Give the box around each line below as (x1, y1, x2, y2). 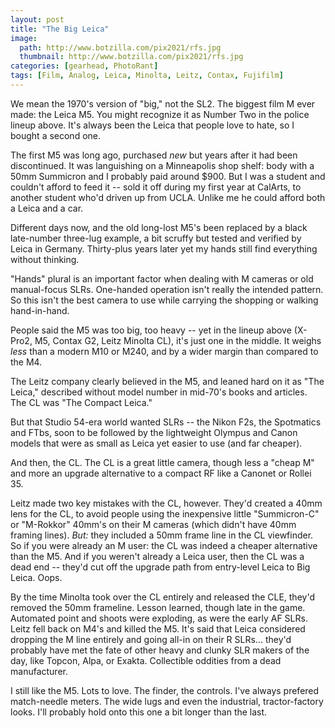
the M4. (10, 356, 43, 368)
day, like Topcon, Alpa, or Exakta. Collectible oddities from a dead (10, 654, 282, 666)
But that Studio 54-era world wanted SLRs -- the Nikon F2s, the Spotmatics (10, 416, 322, 428)
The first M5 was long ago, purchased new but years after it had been (10, 149, 298, 161)
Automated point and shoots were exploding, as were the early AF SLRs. (10, 612, 308, 624)
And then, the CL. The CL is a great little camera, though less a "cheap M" (10, 456, 315, 468)
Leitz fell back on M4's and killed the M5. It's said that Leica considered (10, 622, 306, 635)
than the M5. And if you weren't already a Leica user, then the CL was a (10, 550, 305, 562)
